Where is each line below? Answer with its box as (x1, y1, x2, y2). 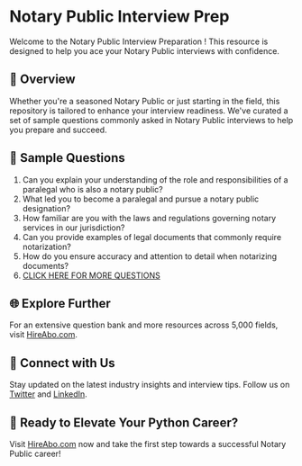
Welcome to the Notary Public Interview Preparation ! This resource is (9, 36, 269, 47)
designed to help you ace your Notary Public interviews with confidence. (9, 45, 279, 56)
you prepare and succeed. (9, 124, 107, 135)
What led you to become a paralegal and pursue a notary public (22, 193, 260, 204)
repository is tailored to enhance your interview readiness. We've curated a (9, 105, 288, 116)
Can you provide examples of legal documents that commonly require (22, 231, 282, 242)
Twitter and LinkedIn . (9, 389, 87, 399)
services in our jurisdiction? (22, 222, 125, 233)
